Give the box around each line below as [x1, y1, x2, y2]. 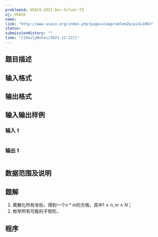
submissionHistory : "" [5, 31, 53, 36]
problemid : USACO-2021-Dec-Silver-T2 [5, 7, 84, 13]
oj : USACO [5, 12, 26, 17]
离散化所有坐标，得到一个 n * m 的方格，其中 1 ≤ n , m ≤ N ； [12, 202, 132, 208]
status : [5, 26, 22, 31]
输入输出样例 [5, 111, 45, 119]
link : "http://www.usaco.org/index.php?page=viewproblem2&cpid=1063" [5, 21, 154, 27]
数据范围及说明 [5, 169, 52, 178]
